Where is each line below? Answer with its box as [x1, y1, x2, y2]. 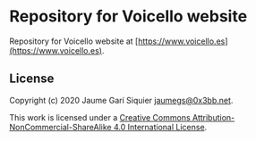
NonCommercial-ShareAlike [9, 121, 112, 132]
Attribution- [192, 112, 235, 122]
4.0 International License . [113, 121, 208, 132]
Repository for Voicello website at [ [9, 36, 139, 46]
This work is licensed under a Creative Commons [9, 112, 191, 122]
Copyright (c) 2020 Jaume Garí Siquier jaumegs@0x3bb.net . [9, 95, 234, 105]
